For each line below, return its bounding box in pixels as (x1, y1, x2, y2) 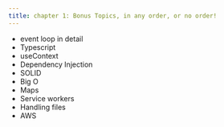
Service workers (19, 93, 75, 103)
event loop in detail (19, 34, 83, 43)
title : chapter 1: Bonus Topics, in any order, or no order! (8, 11, 218, 20)
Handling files (19, 102, 66, 112)
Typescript (19, 42, 56, 52)
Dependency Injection (19, 59, 93, 69)
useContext (19, 51, 59, 60)
